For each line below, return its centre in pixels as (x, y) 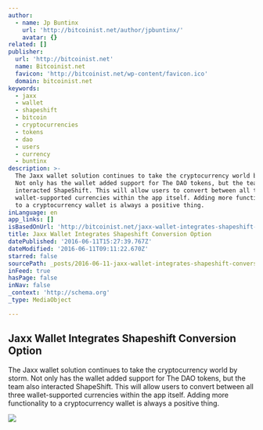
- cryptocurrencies (47, 125)
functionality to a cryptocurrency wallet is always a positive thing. (114, 403)
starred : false (33, 256)
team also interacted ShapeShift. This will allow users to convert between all (131, 386)
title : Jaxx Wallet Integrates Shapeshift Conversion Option (110, 235)
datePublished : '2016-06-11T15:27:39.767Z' (80, 242)
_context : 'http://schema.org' (59, 293)
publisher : (26, 52)
